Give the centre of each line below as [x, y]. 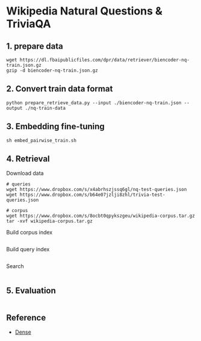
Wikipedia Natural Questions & [84, 11]
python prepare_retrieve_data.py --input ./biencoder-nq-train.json [94, 103]
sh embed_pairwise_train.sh [42, 140]
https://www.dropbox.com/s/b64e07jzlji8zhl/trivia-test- [92, 195]
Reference [26, 318]
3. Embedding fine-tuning [56, 127]
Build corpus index [29, 233]
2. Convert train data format [60, 89]
